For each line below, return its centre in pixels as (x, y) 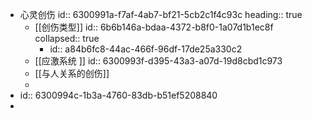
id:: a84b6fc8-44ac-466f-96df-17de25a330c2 (146, 49)
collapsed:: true (67, 38)
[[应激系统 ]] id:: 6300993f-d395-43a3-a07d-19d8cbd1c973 (158, 61)
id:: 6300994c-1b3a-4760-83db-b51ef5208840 (118, 95)
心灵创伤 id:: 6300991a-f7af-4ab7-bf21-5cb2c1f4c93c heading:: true (161, 14)
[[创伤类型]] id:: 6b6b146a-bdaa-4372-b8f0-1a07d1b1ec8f (154, 27)
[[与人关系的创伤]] (72, 73)
